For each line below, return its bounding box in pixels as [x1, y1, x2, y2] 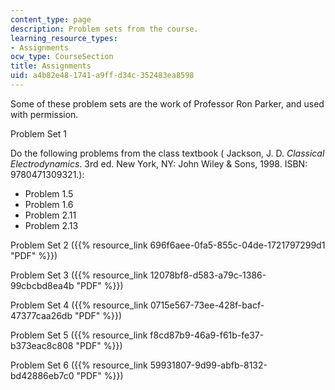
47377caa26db [10, 309, 73, 321]
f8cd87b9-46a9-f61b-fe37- [149, 329, 265, 341]
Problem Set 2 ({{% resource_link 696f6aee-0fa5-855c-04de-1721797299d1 [10, 239, 326, 251]
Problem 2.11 [24, 209, 77, 221]
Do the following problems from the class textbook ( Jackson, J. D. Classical [10, 147, 325, 159]
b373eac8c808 [10, 339, 74, 351]
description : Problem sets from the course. [10, 24, 199, 34]
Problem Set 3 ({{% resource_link [10, 269, 148, 281]
